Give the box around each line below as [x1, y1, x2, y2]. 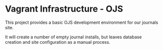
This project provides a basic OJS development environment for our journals [5, 19, 158, 25]
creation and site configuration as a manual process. [5, 39, 110, 45]
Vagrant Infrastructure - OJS [5, 3, 123, 15]
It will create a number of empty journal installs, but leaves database [5, 34, 142, 40]
